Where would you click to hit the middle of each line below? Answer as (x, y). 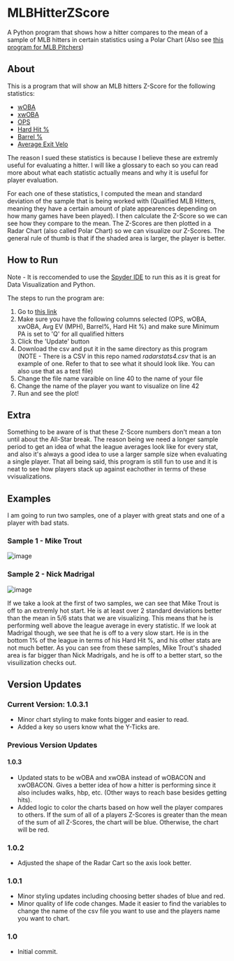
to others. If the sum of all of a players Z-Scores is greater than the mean (122, 814)
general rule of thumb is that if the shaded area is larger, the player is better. (117, 238)
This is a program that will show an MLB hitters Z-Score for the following (111, 86)
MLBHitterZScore (58, 13)
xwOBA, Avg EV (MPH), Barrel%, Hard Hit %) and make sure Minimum (118, 326)
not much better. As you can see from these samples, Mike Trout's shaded (114, 648)
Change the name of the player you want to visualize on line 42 (108, 385)
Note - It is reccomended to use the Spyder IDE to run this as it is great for (114, 277)
